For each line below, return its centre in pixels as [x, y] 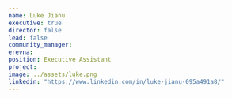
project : [23, 67]
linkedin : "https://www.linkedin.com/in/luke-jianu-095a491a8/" [116, 81]
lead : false [28, 38]
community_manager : [40, 45]
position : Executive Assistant [60, 60]
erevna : [21, 52]
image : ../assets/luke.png [53, 74]
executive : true [35, 23]
